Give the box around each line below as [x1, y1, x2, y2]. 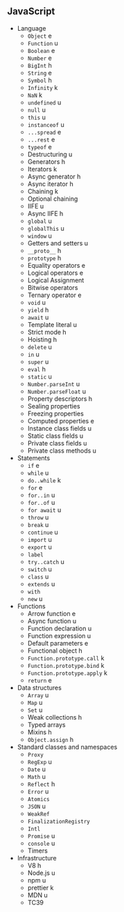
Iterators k [27, 165, 57, 173]
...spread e [27, 128, 62, 136]
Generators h [27, 157, 66, 166]
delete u [27, 342, 52, 351]
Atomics [27, 796, 50, 803]
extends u [27, 579, 55, 588]
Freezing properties [27, 409, 85, 418]
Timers [27, 846, 48, 855]
